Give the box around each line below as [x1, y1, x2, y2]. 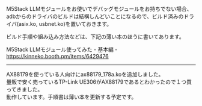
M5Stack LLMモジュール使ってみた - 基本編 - [6, 46, 118, 53]
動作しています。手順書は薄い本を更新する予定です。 [6, 93, 137, 101]
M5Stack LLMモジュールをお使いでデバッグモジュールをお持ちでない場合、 [6, 5, 192, 12]
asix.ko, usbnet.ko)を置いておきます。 [18, 20, 112, 27]
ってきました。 [6, 86, 43, 93]
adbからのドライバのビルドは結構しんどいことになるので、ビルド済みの [6, 13, 184, 20]
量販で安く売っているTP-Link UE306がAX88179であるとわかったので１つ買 [6, 78, 192, 86]
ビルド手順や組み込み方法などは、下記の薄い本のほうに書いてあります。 [6, 33, 185, 40]
